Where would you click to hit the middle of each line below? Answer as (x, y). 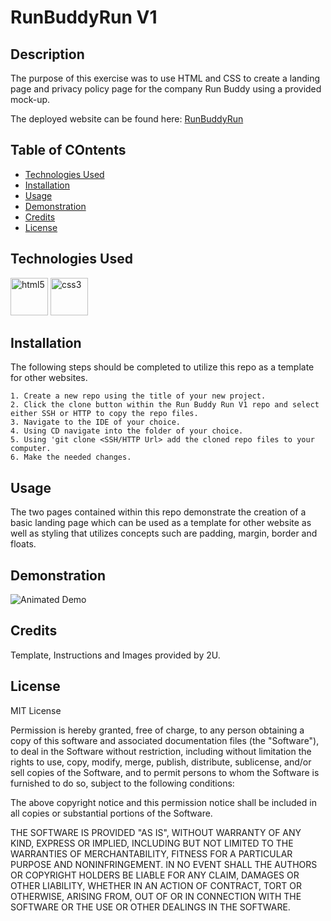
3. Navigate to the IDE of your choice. (96, 422)
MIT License (36, 710)
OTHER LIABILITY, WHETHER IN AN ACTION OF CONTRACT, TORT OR (156, 885)
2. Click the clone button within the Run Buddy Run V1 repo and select (165, 405)
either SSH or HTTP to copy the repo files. (104, 414)
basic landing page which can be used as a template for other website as (161, 523)
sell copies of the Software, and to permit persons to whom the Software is (165, 772)
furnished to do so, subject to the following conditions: (122, 783)
